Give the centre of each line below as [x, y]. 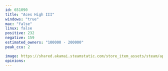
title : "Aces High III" [30, 14]
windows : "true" [22, 19]
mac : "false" [19, 24]
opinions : [15, 60]
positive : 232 [20, 33]
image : [12, 56]
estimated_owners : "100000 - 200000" [44, 42]
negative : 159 [20, 38]
